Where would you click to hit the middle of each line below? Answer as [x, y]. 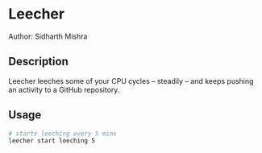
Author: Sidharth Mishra [48, 36]
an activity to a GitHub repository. [64, 89]
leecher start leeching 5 [52, 141]
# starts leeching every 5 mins [62, 134]
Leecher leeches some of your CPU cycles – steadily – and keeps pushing [131, 81]
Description [38, 62]
